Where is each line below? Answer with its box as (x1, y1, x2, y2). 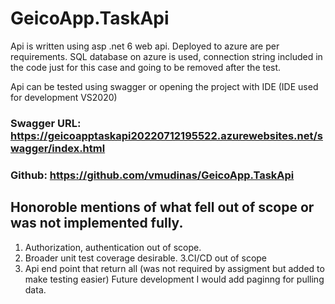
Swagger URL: (10, 116, 82, 130)
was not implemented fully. (10, 215, 184, 232)
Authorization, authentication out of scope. (24, 241, 202, 253)
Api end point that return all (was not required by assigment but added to (24, 262, 325, 274)
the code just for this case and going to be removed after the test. (10, 61, 282, 73)
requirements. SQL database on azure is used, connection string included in (10, 50, 323, 62)
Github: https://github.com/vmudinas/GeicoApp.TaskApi (10, 168, 295, 182)
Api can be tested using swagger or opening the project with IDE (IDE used (10, 80, 319, 92)
